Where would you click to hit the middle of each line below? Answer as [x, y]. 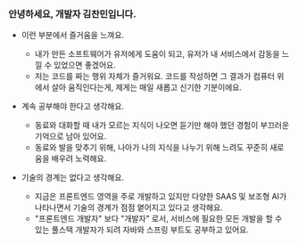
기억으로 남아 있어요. [70, 136]
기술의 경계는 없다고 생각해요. [73, 178]
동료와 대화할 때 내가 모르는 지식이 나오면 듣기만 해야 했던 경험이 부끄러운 [162, 126]
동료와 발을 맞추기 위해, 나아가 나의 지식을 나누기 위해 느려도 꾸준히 [151, 148]
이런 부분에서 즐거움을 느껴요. [73, 35]
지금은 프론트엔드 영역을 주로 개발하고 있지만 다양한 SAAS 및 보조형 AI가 [161, 197]
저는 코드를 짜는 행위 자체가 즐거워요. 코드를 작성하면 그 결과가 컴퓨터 [155, 77]
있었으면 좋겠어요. [85, 65]
